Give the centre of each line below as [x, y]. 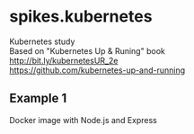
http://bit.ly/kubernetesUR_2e [64, 60]
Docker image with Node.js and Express [83, 120]
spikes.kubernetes [81, 17]
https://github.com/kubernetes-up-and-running [97, 70]
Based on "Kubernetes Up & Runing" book [88, 50]
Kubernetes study [42, 41]
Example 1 [38, 98]
